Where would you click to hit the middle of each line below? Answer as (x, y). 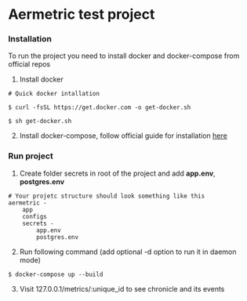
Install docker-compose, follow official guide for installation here (123, 136)
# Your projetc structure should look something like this (107, 196)
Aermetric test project (82, 15)
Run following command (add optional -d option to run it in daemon (128, 252)
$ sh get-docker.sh (40, 121)
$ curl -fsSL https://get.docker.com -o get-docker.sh (100, 107)
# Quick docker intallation (54, 94)
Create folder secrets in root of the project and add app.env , (117, 173)
